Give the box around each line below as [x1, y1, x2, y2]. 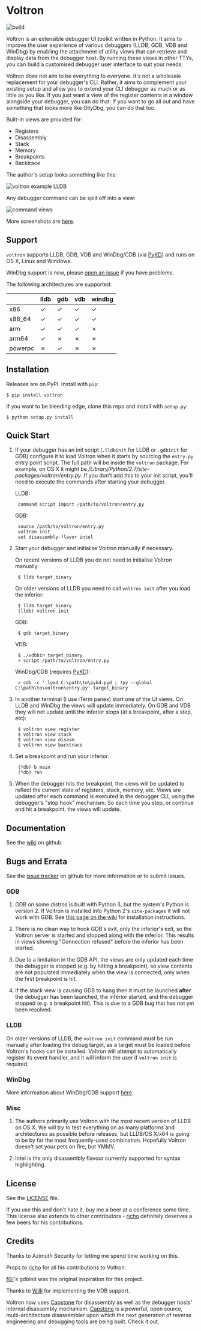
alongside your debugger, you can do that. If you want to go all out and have [6, 97, 195, 105]
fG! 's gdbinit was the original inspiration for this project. [6, 1275, 144, 1282]
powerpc [9, 344, 35, 352]
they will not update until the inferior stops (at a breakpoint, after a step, [14, 708, 193, 715]
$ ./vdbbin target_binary [17, 652, 83, 658]
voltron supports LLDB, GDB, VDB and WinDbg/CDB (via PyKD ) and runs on [6, 250, 195, 258]
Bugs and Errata [6, 857, 68, 867]
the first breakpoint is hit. [14, 975, 77, 983]
